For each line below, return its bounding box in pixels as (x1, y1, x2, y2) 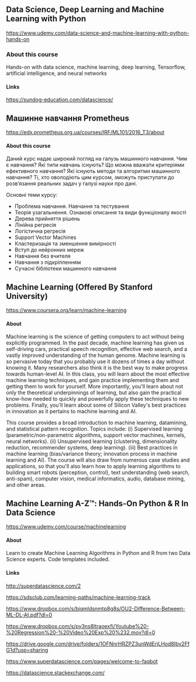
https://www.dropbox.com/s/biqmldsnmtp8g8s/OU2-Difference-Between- (6, 605, 185, 612)
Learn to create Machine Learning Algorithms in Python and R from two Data (6, 550, 191, 557)
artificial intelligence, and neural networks (6, 70, 107, 77)
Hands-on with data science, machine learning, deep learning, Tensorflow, (6, 64, 186, 71)
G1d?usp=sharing (6, 646, 49, 653)
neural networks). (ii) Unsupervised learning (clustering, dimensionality (6, 438, 177, 445)
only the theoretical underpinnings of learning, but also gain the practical (6, 389, 182, 396)
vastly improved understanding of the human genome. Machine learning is (6, 352, 186, 359)
